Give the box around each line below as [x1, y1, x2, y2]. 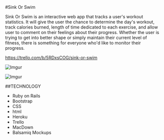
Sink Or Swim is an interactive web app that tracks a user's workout [5, 14, 143, 19]
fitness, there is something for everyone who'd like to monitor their [5, 40, 141, 46]
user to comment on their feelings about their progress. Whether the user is [5, 30, 160, 35]
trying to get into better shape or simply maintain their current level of [5, 35, 147, 40]
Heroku [12, 114, 28, 120]
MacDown [12, 124, 34, 130]
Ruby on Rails [12, 93, 41, 99]
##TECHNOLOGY [5, 83, 41, 89]
